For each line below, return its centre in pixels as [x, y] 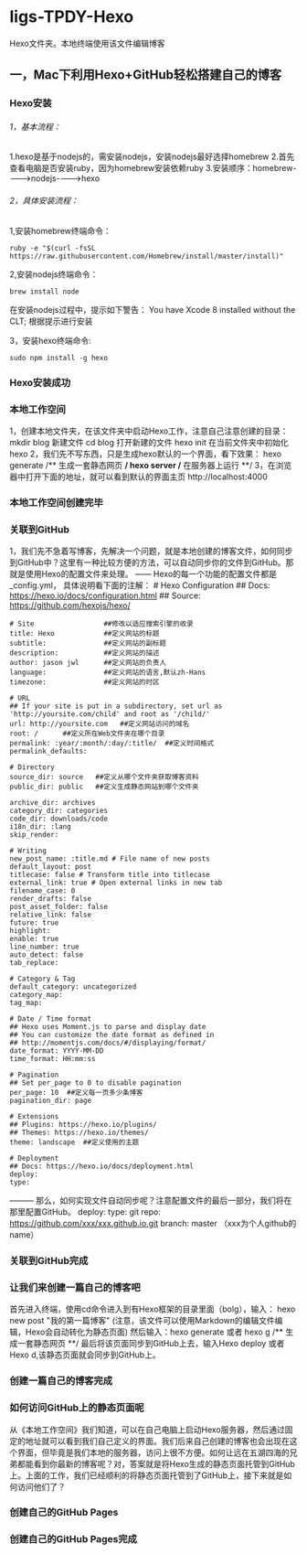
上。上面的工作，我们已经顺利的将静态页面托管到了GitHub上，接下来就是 [147, 1475]
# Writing [28, 851]
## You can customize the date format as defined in [112, 1035]
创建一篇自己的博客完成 [61, 1381]
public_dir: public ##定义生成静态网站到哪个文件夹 [104, 787]
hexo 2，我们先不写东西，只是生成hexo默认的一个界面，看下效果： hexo [145, 454]
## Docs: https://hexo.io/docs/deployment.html [102, 1167]
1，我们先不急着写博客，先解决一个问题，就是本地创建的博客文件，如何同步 [151, 552]
